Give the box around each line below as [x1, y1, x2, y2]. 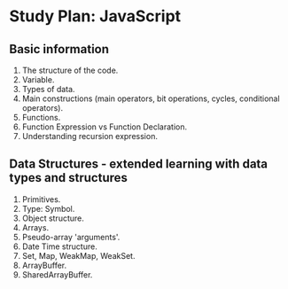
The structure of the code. [21, 65, 119, 75]
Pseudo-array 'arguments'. [21, 231, 121, 242]
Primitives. [21, 193, 61, 205]
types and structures [9, 170, 128, 185]
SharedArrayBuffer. [21, 269, 93, 280]
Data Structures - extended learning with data [9, 157, 269, 172]
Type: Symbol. [21, 203, 75, 214]
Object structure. [21, 213, 84, 223]
